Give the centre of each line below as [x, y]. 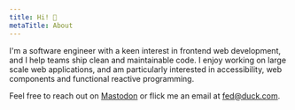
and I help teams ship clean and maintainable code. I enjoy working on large [147, 60]
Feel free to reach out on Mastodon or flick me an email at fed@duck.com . [145, 95]
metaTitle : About [41, 26]
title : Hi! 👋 [33, 17]
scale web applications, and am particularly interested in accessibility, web [146, 69]
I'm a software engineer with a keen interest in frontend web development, [145, 50]
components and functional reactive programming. [102, 78]
